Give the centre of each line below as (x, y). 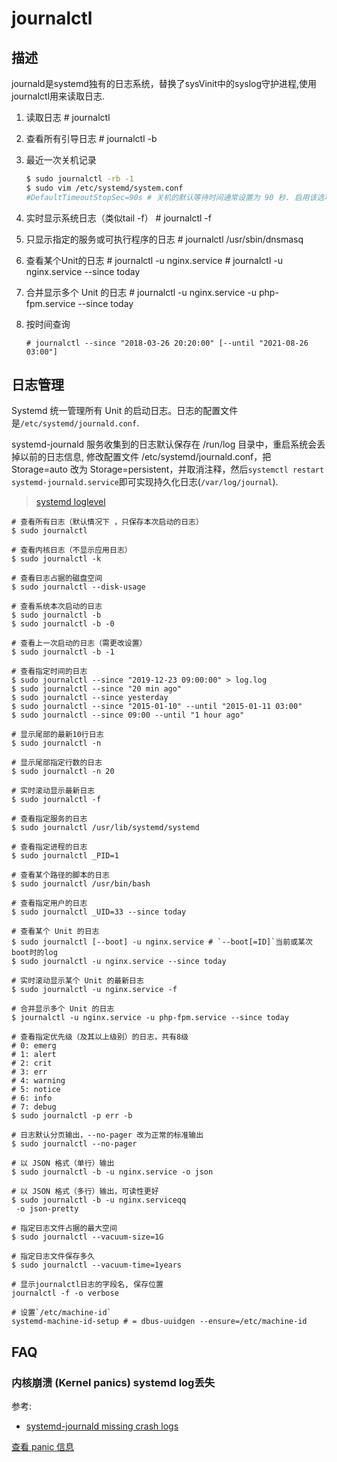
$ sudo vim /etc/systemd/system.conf (104, 188)
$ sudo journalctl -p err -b (72, 1116)
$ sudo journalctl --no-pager (74, 1144)
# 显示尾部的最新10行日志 (57, 735)
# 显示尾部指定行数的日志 (57, 763)
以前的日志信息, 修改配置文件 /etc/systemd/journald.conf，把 (145, 457)
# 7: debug (34, 1107)
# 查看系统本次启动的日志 (57, 607)
